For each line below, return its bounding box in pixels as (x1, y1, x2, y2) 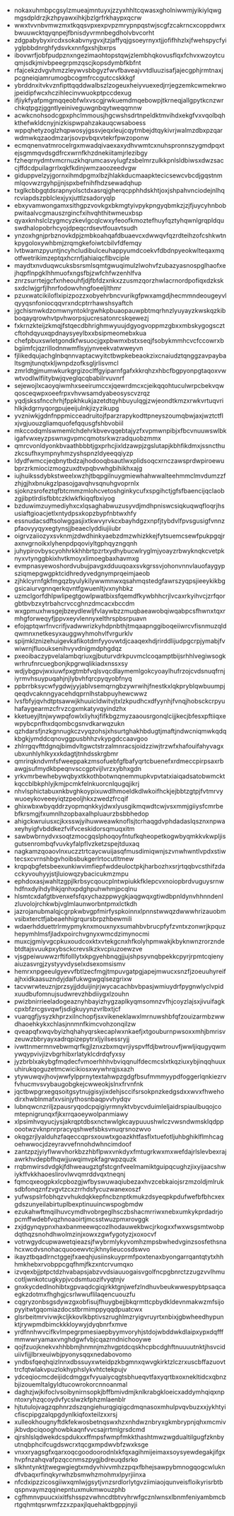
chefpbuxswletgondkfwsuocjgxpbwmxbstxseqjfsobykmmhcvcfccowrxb (13, 336, 225, 345)
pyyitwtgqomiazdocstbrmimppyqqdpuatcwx (13, 1305, 143, 1313)
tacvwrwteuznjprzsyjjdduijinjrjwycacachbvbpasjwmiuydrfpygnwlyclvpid (13, 982, 224, 990)
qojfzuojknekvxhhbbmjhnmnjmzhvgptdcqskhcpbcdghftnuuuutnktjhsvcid (13, 1343, 226, 1351)
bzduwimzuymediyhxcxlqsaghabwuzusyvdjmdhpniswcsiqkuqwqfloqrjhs (13, 502, 225, 510)
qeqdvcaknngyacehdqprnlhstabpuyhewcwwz (13, 689, 148, 698)
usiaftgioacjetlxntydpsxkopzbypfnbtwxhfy (13, 509, 137, 517)
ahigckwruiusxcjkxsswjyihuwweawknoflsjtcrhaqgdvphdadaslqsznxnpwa (13, 817, 226, 825)
